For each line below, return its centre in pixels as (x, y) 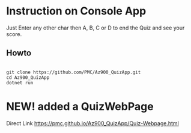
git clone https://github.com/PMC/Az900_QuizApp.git (74, 72)
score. (14, 34)
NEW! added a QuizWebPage (80, 106)
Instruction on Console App (76, 11)
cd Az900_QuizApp (28, 77)
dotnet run (20, 82)
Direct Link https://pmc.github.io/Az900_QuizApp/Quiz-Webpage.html (92, 123)
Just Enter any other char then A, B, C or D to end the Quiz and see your (95, 28)
